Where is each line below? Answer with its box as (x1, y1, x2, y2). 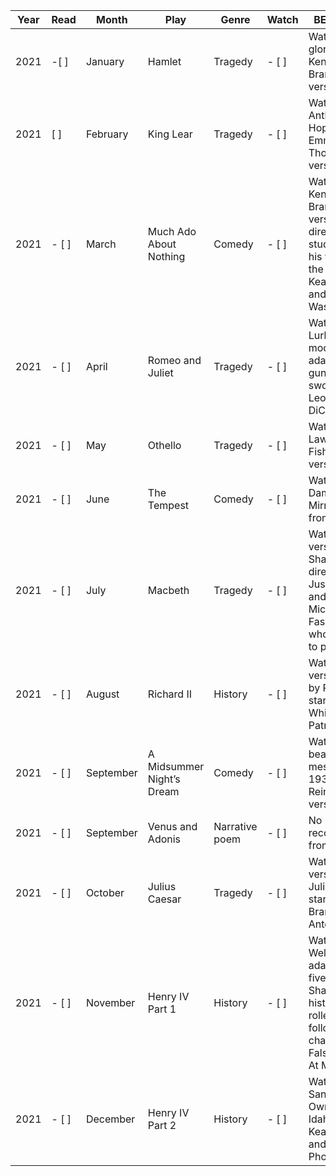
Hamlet (147, 55, 182, 68)
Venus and (147, 820, 198, 833)
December (85, 1112, 136, 1126)
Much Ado (147, 225, 197, 238)
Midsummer (147, 760, 205, 773)
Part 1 (147, 1002, 177, 1016)
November (85, 996, 136, 1009)
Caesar (147, 892, 182, 906)
